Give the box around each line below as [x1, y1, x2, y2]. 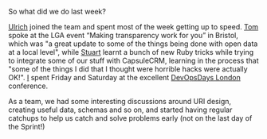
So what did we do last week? [8, 7, 106, 16]
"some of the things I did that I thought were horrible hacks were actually [8, 64, 249, 74]
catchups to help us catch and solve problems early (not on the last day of [8, 114, 253, 122]
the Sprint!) [8, 122, 45, 131]
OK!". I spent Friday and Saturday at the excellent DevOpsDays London [8, 73, 241, 82]
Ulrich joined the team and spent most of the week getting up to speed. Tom [8, 22, 259, 31]
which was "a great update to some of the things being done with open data [8, 39, 258, 48]
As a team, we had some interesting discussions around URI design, [8, 97, 232, 106]
